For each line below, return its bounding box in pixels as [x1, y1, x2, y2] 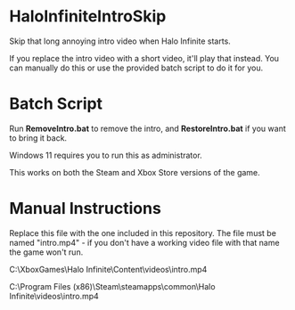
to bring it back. [9, 132, 68, 143]
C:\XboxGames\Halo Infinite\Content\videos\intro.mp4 [9, 264, 208, 274]
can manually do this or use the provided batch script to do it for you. [9, 62, 264, 73]
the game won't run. [9, 247, 84, 257]
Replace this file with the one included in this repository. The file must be [9, 227, 276, 238]
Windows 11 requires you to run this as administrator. [9, 150, 202, 160]
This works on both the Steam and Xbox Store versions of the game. [9, 167, 260, 177]
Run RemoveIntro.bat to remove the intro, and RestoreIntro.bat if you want [9, 123, 287, 134]
